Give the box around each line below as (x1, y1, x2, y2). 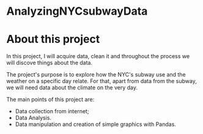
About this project (6, 32, 100, 47)
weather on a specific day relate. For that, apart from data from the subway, (6, 78, 197, 85)
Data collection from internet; (15, 108, 89, 115)
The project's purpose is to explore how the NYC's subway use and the (6, 71, 186, 78)
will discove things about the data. (6, 59, 93, 67)
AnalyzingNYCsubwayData (6, 4, 148, 18)
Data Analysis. (15, 114, 52, 122)
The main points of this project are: (6, 96, 95, 103)
